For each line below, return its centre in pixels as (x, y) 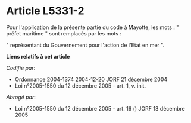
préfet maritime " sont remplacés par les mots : (64, 33)
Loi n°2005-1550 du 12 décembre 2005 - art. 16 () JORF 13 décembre (100, 108)
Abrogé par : (21, 97)
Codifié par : (21, 68)
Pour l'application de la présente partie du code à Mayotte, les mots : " (93, 27)
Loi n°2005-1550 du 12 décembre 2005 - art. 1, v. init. (80, 85)
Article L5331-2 (45, 11)
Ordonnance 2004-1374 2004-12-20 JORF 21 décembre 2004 (91, 79)
